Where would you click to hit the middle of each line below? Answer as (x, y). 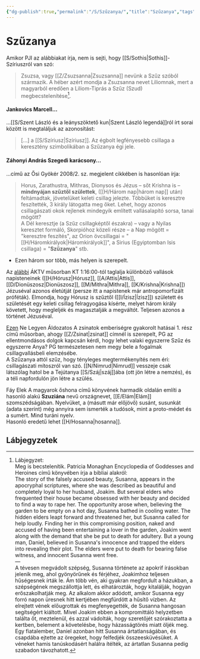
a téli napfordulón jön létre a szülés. (50, 378)
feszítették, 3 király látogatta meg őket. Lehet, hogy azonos (93, 204)
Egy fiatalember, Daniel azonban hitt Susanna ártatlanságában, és (96, 631)
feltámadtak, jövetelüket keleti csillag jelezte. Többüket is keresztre (103, 198)
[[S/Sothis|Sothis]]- (146, 58)
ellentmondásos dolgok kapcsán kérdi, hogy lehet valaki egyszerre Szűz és (99, 340)
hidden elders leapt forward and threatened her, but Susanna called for (102, 517)
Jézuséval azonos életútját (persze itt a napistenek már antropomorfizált (95, 290)
